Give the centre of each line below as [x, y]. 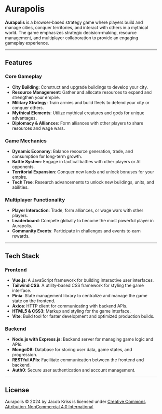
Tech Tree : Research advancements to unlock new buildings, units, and [83, 182]
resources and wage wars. [38, 128]
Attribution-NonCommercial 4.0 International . [50, 407]
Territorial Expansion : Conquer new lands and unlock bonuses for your [83, 172]
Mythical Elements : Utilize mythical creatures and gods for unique [78, 113]
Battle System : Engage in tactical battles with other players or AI [76, 161]
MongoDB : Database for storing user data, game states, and [72, 350]
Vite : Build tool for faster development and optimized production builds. [83, 316]
